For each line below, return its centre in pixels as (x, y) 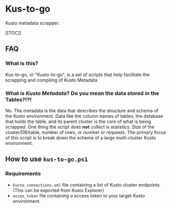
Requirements (23, 174)
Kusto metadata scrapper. (32, 23)
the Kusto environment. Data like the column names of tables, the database (84, 116)
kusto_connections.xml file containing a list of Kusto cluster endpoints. (87, 185)
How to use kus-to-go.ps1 (47, 159)
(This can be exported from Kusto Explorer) (58, 190)
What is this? (22, 63)
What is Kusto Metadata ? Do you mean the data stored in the (82, 93)
